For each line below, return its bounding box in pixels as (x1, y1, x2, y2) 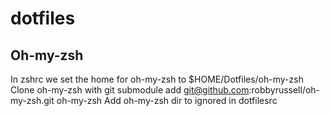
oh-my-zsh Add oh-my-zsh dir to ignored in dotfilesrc (56, 95, 278, 106)
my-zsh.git (10, 95, 55, 106)
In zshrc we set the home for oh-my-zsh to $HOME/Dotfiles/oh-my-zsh (10, 73, 304, 85)
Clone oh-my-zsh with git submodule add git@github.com (10, 84, 250, 96)
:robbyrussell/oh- (248, 84, 321, 96)
